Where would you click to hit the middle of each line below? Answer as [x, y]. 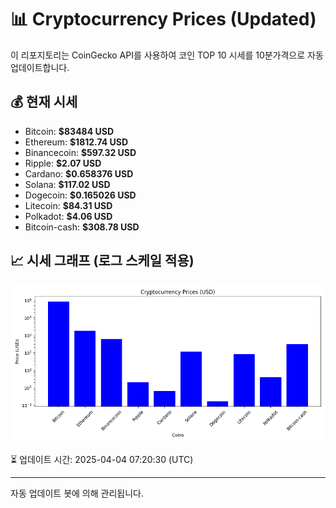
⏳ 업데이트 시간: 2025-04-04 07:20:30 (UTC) [102, 459]
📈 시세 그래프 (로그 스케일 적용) [102, 261]
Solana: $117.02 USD [67, 184]
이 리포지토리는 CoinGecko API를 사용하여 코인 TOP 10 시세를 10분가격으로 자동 [167, 55]
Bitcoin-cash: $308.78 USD [82, 227]
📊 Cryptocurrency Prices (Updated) [163, 19]
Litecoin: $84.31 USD [68, 205]
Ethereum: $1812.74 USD [76, 142]
